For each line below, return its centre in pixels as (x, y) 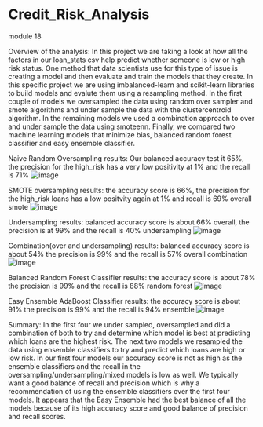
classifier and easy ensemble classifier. (72, 143)
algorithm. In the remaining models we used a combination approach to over (131, 118)
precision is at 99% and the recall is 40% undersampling (100, 230)
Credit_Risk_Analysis (79, 15)
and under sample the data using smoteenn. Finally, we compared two (122, 126)
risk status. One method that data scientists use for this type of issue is (123, 68)
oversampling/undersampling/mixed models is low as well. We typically (123, 374)
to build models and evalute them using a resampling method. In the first (125, 93)
